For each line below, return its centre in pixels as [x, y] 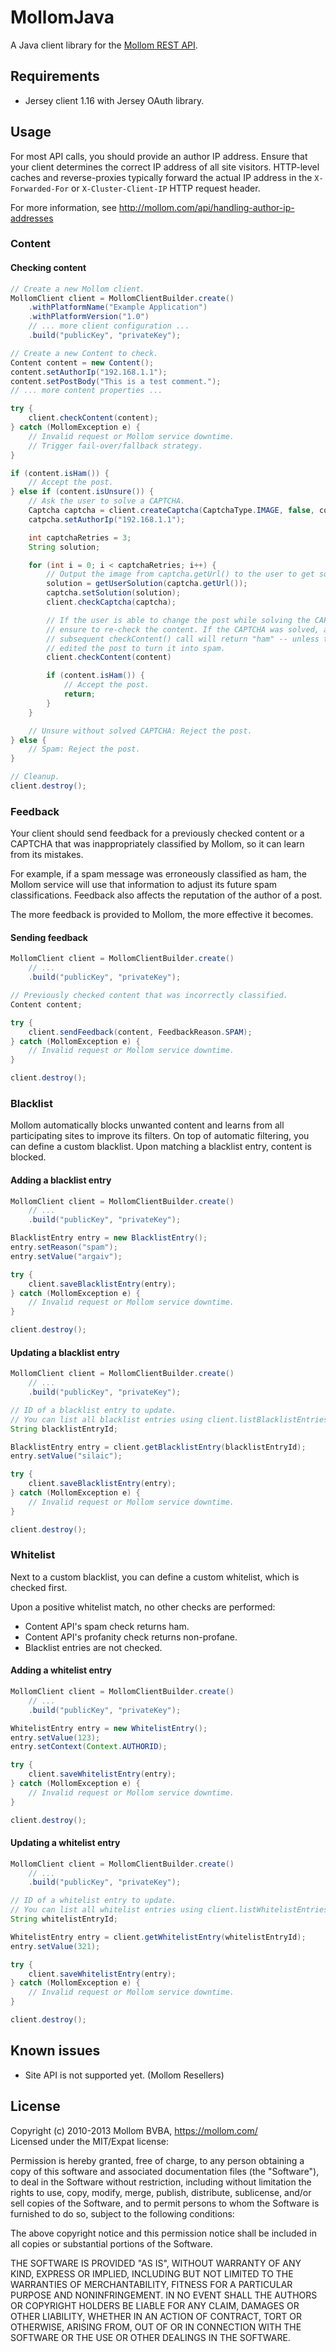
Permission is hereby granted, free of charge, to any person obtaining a [157, 2160]
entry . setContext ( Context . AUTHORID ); [89, 1747]
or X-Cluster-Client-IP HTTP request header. [166, 188]
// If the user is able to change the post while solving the [178, 620]
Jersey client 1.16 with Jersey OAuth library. [114, 100]
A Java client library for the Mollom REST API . [104, 45]
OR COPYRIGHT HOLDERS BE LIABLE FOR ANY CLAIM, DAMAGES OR [155, 2305]
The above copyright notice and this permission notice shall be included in [163, 2233]
